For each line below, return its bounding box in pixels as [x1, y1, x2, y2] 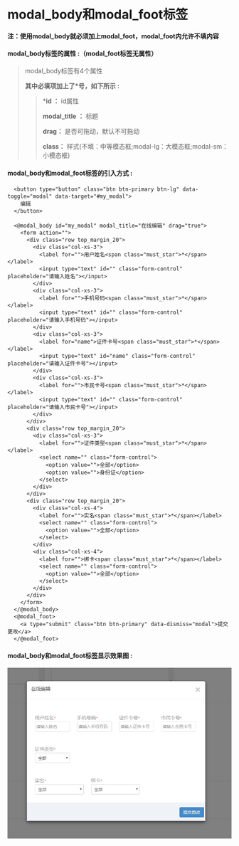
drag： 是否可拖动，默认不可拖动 [42, 127, 140, 135]
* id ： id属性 [42, 97, 80, 105]
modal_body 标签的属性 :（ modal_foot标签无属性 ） [7, 49, 158, 58]
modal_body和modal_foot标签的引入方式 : [7, 169, 133, 177]
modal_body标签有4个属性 [24, 66, 103, 75]
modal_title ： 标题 [42, 112, 99, 120]
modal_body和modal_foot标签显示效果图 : [7, 651, 133, 660]
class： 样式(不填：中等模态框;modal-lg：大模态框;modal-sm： [42, 142, 229, 150]
